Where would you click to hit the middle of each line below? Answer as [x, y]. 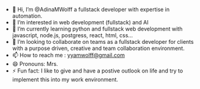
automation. [27, 16]
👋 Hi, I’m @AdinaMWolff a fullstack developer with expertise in [91, 9]
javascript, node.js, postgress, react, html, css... [72, 35]
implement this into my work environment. [65, 80]
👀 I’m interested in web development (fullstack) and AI [80, 22]
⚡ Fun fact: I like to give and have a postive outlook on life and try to [98, 71]
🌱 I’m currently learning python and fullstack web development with [97, 29]
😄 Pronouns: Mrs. [35, 64]
